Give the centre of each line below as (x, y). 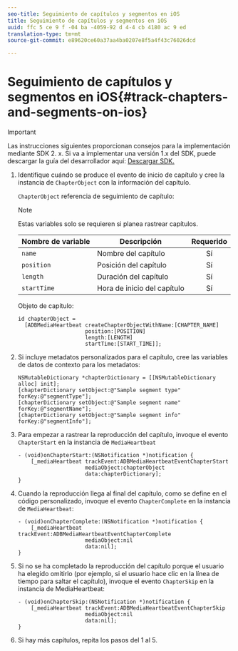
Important (22, 132)
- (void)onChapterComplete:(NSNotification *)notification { (110, 522)
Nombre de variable (56, 242)
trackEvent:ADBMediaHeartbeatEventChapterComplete (94, 534)
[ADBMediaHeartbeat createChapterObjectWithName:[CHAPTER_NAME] (122, 325)
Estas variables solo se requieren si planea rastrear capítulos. (108, 224)
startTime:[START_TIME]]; (123, 344)
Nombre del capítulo (131, 254)
